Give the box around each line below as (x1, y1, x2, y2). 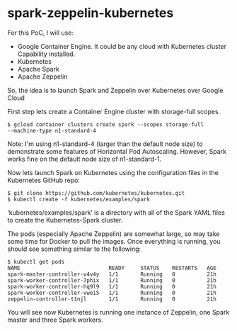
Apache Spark (17, 64, 60, 73)
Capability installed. (17, 50, 76, 58)
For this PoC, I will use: (7, 28, 74, 37)
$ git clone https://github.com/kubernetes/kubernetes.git (7, 189, 185, 196)
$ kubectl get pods (7, 258, 65, 265)
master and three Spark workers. (7, 315, 104, 324)
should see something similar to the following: (7, 245, 141, 253)
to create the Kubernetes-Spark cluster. (7, 215, 123, 224)
